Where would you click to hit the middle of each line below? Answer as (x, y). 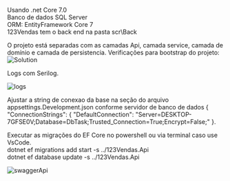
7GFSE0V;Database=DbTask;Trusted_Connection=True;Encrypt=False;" (108, 122)
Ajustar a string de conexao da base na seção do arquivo (88, 100)
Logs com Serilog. (33, 73)
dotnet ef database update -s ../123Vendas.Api (73, 157)
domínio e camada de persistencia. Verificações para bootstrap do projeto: (113, 52)
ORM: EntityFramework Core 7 (50, 24)
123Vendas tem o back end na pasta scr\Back (72, 32)
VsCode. (19, 142)
